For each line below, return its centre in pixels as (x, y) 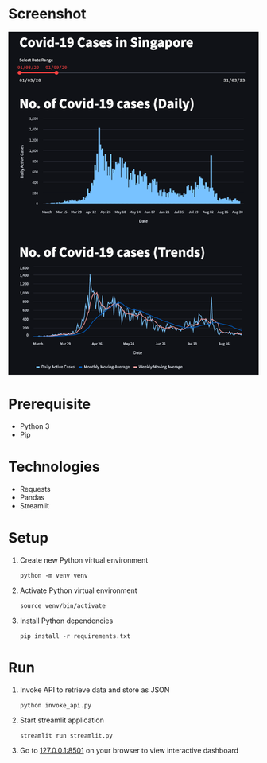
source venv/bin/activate (62, 605)
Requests (35, 489)
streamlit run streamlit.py (66, 736)
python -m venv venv (54, 575)
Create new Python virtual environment (84, 560)
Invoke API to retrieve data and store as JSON (95, 690)
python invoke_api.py (55, 705)
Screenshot (47, 14)
